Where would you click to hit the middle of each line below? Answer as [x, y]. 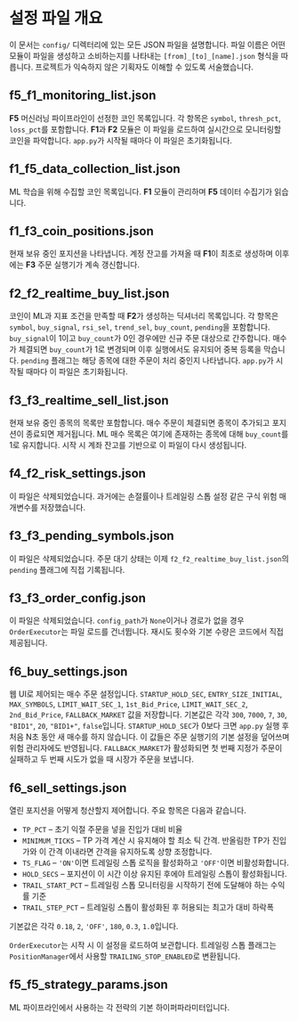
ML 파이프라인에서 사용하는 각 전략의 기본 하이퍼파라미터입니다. [119, 1007]
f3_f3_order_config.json [78, 598]
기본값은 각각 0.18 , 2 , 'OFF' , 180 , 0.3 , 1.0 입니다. [94, 927]
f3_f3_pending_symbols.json [92, 536]
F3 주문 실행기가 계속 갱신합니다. [83, 265]
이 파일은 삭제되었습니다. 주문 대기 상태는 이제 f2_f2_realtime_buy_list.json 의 [149, 559]
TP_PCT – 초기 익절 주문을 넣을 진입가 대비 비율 [102, 829]
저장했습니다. [63, 507]
